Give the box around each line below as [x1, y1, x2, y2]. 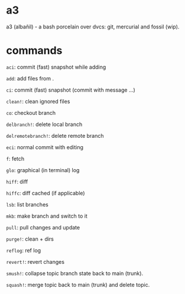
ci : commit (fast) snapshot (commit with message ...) [6, 86, 136, 93]
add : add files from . [6, 75, 54, 82]
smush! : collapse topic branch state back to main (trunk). [6, 270, 144, 277]
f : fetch [6, 155, 25, 162]
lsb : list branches [6, 201, 48, 208]
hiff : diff [6, 178, 28, 185]
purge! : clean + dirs [6, 235, 54, 243]
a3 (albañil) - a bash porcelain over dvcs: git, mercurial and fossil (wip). [6, 23, 180, 30]
